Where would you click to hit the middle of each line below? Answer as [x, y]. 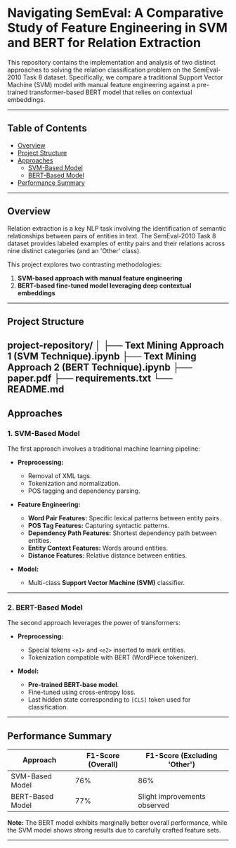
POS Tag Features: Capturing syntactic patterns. [99, 526]
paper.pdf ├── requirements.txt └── [90, 379]
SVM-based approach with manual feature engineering [100, 278]
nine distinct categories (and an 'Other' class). [74, 250]
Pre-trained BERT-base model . [73, 685]
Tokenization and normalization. [74, 484]
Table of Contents [47, 128]
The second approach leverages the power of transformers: [94, 623]
